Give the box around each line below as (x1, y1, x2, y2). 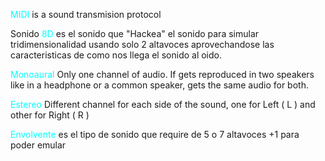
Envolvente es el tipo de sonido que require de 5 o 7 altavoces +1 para (10, 129, 300, 140)
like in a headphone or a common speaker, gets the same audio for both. (10, 79, 309, 91)
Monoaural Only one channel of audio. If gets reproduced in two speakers (10, 69, 315, 80)
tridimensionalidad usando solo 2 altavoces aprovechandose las (10, 39, 275, 50)
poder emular (10, 139, 67, 151)
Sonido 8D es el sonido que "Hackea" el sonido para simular (10, 28, 260, 39)
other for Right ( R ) (10, 109, 90, 121)
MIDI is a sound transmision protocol (10, 9, 162, 20)
